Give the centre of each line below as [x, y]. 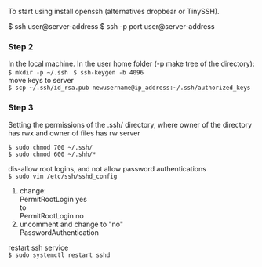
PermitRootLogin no [51, 215]
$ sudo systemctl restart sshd [59, 255]
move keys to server [41, 81]
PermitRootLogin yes [53, 199]
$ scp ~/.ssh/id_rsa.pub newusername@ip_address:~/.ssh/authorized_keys [129, 88]
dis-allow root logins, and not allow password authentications [107, 168]
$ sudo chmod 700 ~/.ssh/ [50, 147]
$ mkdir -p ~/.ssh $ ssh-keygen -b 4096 [76, 73]
